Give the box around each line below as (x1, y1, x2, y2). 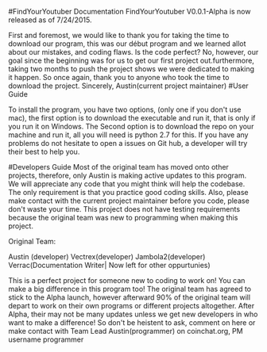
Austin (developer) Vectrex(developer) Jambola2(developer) (8, 252, 206, 261)
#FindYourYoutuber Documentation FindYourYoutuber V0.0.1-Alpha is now (8, 7, 251, 16)
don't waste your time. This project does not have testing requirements (8, 205, 241, 213)
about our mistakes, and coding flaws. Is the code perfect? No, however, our (8, 48, 259, 56)
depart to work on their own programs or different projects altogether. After (8, 301, 255, 310)
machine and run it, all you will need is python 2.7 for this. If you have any (8, 130, 249, 140)
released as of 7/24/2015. (8, 15, 92, 25)
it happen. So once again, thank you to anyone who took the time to (8, 73, 230, 82)
